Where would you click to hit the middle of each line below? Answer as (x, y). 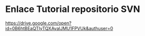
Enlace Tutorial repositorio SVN (73, 9)
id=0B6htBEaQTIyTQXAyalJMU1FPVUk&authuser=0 (59, 28)
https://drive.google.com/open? (39, 23)
